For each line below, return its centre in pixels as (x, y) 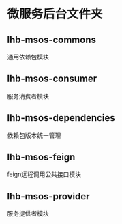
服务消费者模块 (28, 96)
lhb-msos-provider (48, 196)
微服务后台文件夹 (55, 14)
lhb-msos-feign (41, 157)
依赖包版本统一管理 (34, 135)
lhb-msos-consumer (52, 79)
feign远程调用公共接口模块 (44, 174)
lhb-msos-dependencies (61, 118)
